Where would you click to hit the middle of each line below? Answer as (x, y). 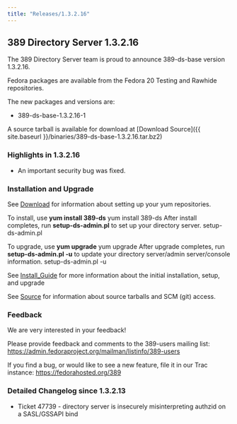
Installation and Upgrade (51, 189)
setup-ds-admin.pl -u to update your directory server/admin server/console (119, 254)
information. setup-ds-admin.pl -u (57, 261)
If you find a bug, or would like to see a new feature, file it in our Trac (108, 365)
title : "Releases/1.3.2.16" (49, 14)
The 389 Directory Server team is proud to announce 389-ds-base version (116, 59)
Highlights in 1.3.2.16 (44, 155)
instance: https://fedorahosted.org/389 (64, 372)
